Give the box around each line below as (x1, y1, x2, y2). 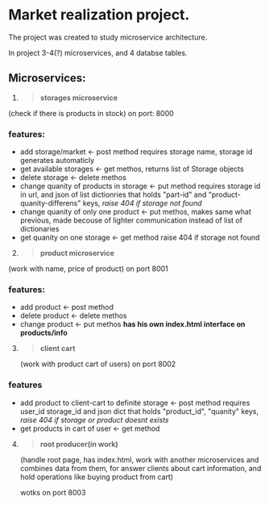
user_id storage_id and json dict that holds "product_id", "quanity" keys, (19, 406, 259, 416)
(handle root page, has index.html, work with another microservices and (19, 454, 259, 465)
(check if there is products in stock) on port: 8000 (8, 108, 175, 118)
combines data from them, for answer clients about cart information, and (19, 463, 262, 473)
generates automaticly (19, 156, 95, 165)
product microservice (39, 248, 115, 258)
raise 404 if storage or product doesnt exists (19, 415, 169, 424)
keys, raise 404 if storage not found (82, 198, 203, 208)
